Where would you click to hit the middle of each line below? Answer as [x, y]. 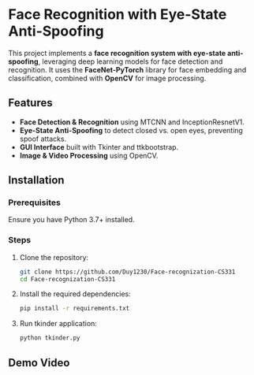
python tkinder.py [50, 338]
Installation [36, 180]
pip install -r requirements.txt [75, 309]
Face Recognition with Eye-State [118, 15]
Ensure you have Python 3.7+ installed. [72, 220]
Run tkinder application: [58, 324]
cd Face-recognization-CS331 [67, 279]
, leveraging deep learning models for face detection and [131, 61]
